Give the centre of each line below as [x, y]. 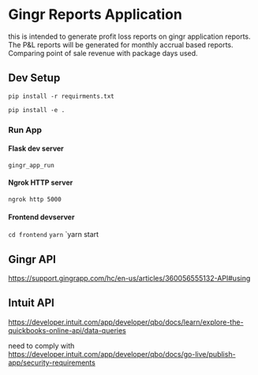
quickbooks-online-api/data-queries [67, 330]
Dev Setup [34, 78]
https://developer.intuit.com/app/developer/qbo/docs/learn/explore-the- [126, 322]
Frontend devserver [41, 217]
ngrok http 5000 [35, 200]
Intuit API [32, 303]
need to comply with [41, 346]
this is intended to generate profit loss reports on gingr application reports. [129, 36]
